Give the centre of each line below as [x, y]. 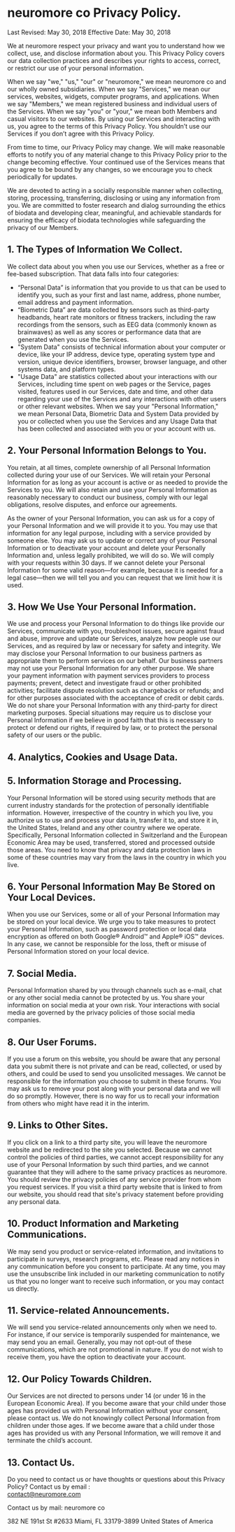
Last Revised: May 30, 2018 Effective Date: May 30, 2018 [89, 32]
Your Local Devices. [51, 897]
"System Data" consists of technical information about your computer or [121, 347]
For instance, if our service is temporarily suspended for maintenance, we [114, 1335]
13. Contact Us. [41, 1462]
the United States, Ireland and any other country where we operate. [104, 827]
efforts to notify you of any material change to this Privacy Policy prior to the [117, 155]
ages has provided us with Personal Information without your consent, [108, 1411]
